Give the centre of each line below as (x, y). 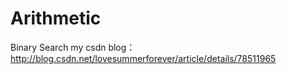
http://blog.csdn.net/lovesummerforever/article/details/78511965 (143, 58)
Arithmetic (56, 18)
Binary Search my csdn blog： (73, 47)
